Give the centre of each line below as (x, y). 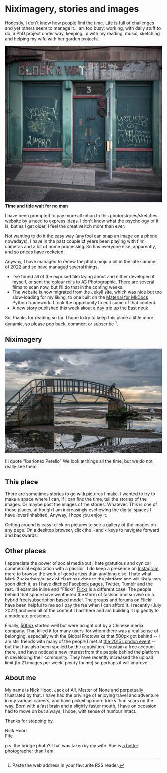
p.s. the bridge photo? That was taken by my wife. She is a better (72, 745)
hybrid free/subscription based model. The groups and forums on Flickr (79, 600)
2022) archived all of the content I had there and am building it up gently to (82, 610)
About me (21, 678)
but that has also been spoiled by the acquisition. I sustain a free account (80, 646)
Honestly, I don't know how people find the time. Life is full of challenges (80, 23)
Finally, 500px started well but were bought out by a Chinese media (74, 625)
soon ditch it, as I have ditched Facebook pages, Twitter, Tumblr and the (79, 584)
